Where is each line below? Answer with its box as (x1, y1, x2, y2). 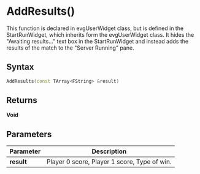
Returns (6, 95, 38, 105)
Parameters (6, 129, 52, 139)
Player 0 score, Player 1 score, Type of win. (46, 157, 172, 166)
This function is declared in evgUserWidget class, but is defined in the (6, 25, 184, 32)
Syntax (6, 62, 34, 72)
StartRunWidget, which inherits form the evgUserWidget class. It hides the (6, 31, 194, 38)
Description (91, 147, 127, 156)
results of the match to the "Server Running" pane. (6, 44, 134, 51)
